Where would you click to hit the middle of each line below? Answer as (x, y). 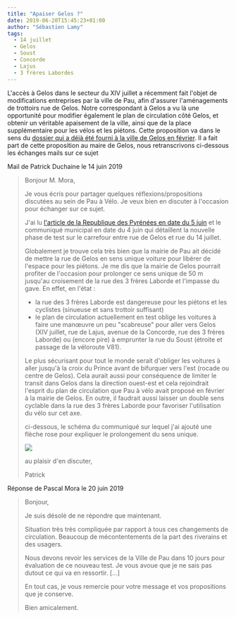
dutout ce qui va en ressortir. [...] (72, 573)
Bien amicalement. (51, 607)
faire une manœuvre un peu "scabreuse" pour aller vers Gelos (125, 324)
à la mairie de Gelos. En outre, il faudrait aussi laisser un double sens (124, 398)
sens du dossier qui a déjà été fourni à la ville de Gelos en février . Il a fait (113, 137)
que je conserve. (49, 594)
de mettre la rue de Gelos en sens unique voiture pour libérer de (118, 258)
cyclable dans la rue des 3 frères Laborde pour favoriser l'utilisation (123, 405)
